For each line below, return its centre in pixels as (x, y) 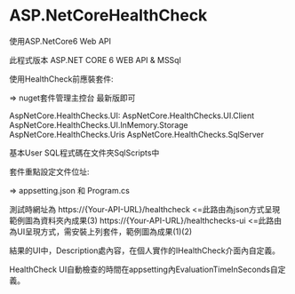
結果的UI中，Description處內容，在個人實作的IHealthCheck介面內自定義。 (144, 250)
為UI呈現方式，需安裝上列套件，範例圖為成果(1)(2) (101, 231)
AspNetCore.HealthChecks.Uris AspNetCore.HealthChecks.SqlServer (137, 134)
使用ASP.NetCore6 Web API (60, 41)
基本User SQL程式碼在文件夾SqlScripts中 (84, 153)
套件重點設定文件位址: (50, 171)
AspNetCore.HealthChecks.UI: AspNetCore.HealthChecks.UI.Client (132, 115)
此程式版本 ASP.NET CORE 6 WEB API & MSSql (96, 60)
